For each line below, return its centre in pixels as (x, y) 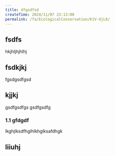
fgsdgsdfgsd (18, 79)
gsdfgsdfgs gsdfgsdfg (28, 107)
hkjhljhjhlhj (16, 52)
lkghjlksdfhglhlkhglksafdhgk (34, 131)
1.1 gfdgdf (17, 120)
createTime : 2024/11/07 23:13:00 (40, 15)
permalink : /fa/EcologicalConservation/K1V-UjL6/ (58, 19)
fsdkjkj (16, 67)
